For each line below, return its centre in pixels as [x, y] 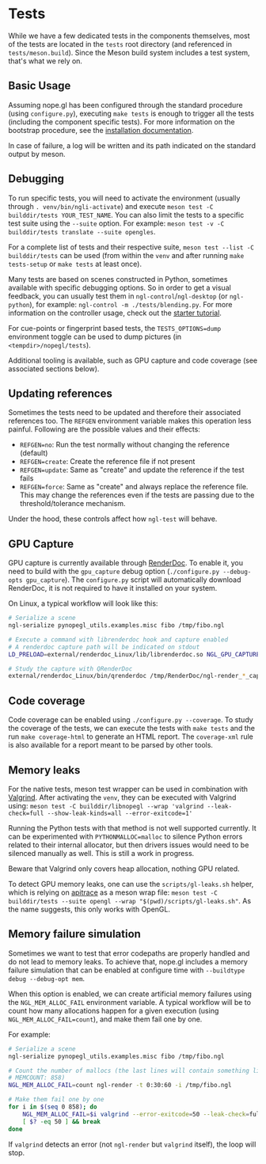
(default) [34, 453]
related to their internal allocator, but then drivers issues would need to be [129, 845]
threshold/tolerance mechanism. [72, 504]
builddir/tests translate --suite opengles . [82, 231]
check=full [26, 813]
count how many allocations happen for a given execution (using [114, 1010]
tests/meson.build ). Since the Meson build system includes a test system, [129, 52]
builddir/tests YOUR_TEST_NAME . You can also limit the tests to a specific [126, 215]
